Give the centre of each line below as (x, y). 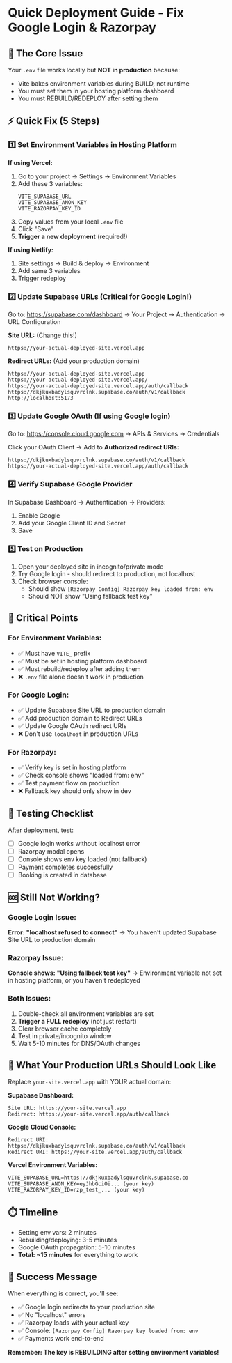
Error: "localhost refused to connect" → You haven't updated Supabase (113, 932)
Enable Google (39, 515)
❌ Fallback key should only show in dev (74, 791)
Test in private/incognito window (65, 1035)
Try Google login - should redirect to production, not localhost (107, 573)
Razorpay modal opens (51, 852)
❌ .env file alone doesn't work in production (81, 677)
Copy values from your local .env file (71, 222)
